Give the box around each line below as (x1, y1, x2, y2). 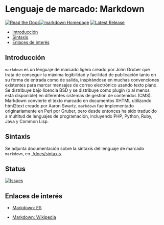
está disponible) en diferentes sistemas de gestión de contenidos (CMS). (5, 92, 152, 98)
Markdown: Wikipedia (12, 214, 56, 220)
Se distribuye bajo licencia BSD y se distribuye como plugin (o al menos (5, 87, 150, 93)
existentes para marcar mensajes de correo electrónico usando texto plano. (5, 82, 158, 88)
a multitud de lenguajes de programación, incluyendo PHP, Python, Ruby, (5, 113, 153, 119)
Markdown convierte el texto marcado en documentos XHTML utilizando (5, 98, 152, 103)
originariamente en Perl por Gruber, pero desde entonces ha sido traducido (5, 108, 157, 114)
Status (5, 164, 26, 173)
